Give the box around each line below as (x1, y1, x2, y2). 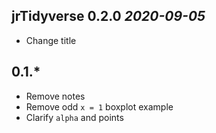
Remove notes (25, 90, 86, 102)
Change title (25, 34, 77, 46)
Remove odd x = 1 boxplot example (25, 100, 174, 113)
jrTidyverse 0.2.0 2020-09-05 (11, 8, 206, 25)
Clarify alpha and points (25, 111, 124, 123)
